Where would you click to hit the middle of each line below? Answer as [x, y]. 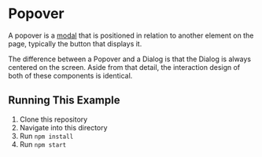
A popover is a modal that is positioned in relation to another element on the [131, 35]
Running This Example [64, 100]
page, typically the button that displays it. [75, 43]
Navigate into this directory [63, 127]
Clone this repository [54, 119]
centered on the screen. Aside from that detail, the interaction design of [124, 67]
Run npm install [46, 136]
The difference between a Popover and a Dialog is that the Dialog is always [130, 59]
